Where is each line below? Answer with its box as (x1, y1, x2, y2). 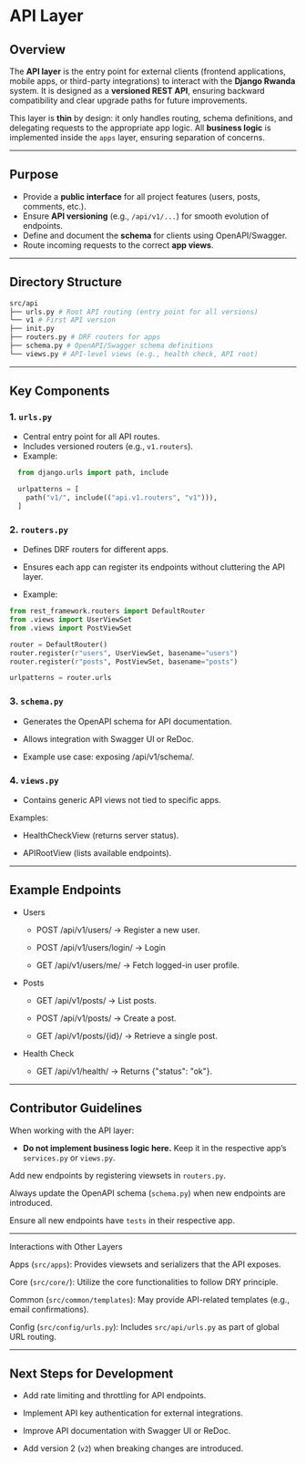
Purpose (9, 167, 59, 182)
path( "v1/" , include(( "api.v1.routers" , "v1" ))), (25, 493, 219, 502)
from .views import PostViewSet (9, 623, 132, 633)
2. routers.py (9, 523, 68, 536)
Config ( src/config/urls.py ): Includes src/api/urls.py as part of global (9, 1321, 280, 1332)
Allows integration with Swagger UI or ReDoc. (22, 733, 194, 744)
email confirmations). (9, 1303, 89, 1314)
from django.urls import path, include (17, 469, 169, 478)
